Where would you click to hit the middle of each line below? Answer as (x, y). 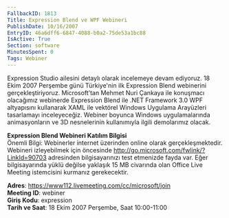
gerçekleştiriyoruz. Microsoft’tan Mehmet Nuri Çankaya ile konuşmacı (106, 92)
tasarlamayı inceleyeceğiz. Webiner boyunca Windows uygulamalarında (109, 115)
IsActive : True (29, 39)
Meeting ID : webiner (36, 192)
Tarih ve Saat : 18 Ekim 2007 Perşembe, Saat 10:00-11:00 (87, 207)
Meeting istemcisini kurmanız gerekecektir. (68, 172)
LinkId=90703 (27, 157)
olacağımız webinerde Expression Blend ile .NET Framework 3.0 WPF (105, 100)
